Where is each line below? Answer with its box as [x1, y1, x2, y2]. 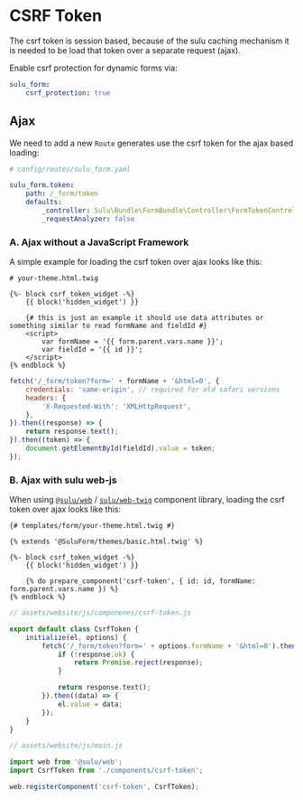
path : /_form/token [25, 189, 99, 199]
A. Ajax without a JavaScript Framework [9, 236, 189, 249]
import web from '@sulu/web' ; [9, 758, 124, 767]
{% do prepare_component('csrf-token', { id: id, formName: [25, 577, 256, 586]
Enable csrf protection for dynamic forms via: [9, 62, 178, 73]
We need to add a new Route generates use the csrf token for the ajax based [9, 137, 294, 148]
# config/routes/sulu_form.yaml [9, 165, 131, 174]
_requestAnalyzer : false [41, 214, 135, 223]
